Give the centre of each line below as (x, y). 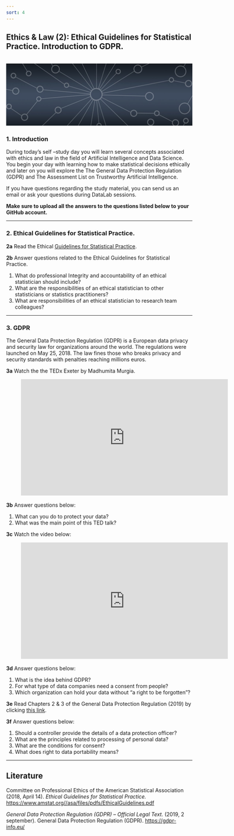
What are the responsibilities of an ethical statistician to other (89, 288)
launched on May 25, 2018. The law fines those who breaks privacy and (94, 353)
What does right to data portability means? (67, 751)
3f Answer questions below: (40, 721)
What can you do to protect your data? (62, 516)
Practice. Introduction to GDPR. (65, 46)
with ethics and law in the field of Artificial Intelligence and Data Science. (95, 158)
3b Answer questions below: (41, 505)
